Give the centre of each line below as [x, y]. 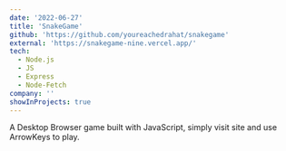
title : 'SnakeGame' [46, 26]
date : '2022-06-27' [46, 18]
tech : [20, 52]
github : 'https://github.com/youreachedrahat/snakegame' [119, 34]
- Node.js [36, 60]
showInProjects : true [50, 102]
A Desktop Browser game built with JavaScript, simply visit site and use [143, 127]
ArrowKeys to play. [44, 137]
